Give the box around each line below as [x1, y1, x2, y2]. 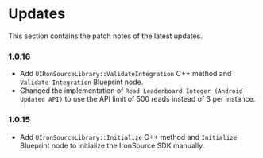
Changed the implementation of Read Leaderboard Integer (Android [19, 86, 243, 95]
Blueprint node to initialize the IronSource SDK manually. [19, 141, 205, 150]
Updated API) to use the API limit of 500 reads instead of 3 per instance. [19, 94, 256, 104]
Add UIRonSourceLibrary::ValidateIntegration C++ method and [19, 69, 232, 79]
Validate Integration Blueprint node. [19, 77, 144, 87]
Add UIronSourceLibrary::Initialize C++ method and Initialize [19, 132, 238, 141]
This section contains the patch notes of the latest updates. [8, 31, 203, 40]
